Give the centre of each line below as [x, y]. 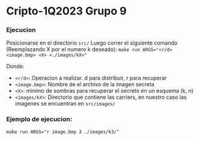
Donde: [15, 66]
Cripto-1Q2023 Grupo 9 [66, 11]
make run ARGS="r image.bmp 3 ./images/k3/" [63, 132]
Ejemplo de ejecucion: [39, 119]
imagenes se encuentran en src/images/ [65, 104]
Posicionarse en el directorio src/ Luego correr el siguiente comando [92, 43]
